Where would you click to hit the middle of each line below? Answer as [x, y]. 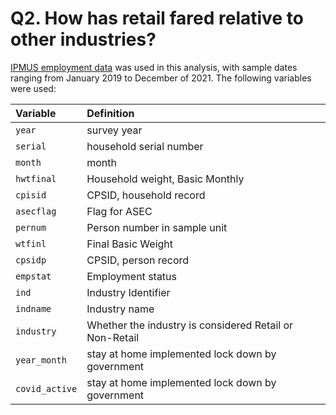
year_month [41, 360]
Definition [110, 113]
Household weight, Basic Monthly [165, 179]
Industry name [120, 309]
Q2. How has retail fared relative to [157, 18]
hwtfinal [36, 178]
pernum [31, 227]
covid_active [46, 388]
